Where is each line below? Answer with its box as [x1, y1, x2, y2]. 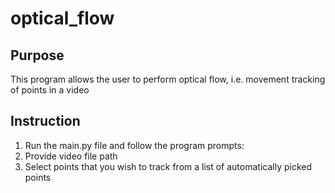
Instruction [10, 113, 81, 130]
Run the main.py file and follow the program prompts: [24, 139, 245, 151]
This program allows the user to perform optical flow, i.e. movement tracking [10, 73, 326, 85]
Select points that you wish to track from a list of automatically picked [24, 160, 313, 172]
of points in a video [10, 84, 90, 96]
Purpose [10, 47, 65, 64]
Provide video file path [24, 150, 118, 162]
